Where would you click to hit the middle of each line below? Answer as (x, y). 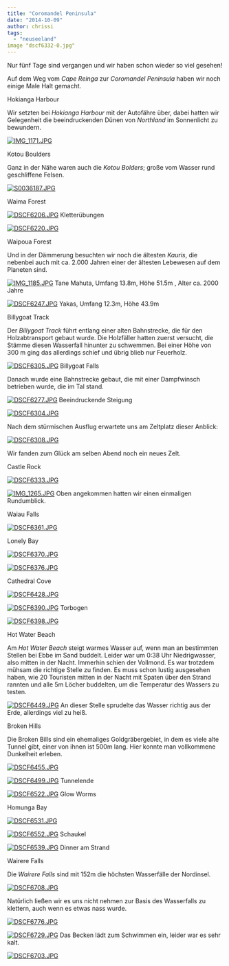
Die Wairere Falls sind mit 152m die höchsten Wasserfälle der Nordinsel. (109, 874)
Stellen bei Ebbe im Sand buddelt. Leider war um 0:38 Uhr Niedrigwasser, (112, 655)
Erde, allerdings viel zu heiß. (47, 712)
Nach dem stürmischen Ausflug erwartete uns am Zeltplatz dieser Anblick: (113, 426)
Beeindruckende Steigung (96, 400)
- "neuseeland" (35, 39)
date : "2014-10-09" (35, 20)
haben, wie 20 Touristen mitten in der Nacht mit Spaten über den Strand (109, 677)
